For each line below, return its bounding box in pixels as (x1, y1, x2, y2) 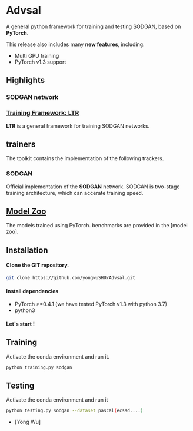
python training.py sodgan (6, 364, 72, 370)
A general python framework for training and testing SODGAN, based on (6, 23, 181, 30)
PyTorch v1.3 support (14, 58, 66, 65)
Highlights (6, 75, 45, 85)
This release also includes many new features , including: (6, 41, 145, 48)
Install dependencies (6, 287, 59, 294)
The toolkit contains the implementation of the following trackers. (6, 155, 164, 162)
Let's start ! (6, 320, 35, 327)
